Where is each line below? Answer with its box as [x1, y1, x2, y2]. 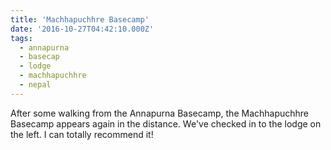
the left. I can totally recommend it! [10, 128, 154, 140]
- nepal [19, 80, 52, 90]
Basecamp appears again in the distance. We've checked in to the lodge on [10, 117, 322, 130]
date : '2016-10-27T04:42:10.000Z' [10, 24, 155, 34]
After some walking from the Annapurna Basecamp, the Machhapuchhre [10, 107, 310, 119]
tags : [10, 33, 33, 43]
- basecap [19, 52, 60, 62]
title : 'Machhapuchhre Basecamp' [10, 14, 150, 25]
